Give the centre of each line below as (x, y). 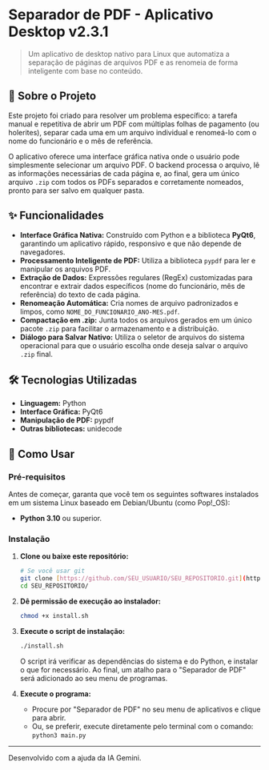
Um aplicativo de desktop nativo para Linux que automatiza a (128, 54)
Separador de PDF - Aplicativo (111, 15)
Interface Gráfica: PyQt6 (61, 412)
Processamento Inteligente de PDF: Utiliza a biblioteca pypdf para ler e (138, 260)
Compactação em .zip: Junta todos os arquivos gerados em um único (136, 320)
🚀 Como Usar (42, 454)
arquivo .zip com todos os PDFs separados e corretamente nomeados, (126, 182)
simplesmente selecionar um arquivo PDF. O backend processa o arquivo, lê (134, 165)
